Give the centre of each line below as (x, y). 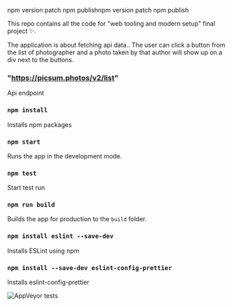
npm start (24, 142)
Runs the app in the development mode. (65, 156)
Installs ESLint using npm (43, 250)
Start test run (26, 188)
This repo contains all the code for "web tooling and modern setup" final (111, 23)
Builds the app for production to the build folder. (77, 219)
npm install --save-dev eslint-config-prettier (90, 268)
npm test (22, 173)
